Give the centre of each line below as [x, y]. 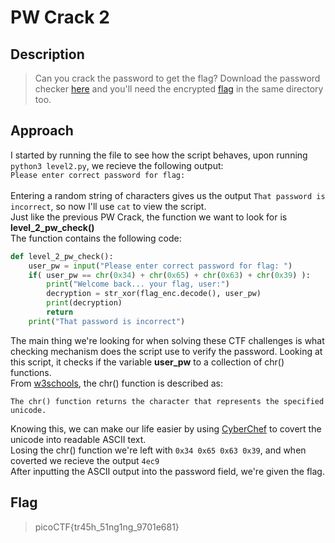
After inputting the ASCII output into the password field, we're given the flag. [167, 471]
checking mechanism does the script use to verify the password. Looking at [166, 351]
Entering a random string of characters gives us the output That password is [168, 195]
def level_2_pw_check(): [62, 256]
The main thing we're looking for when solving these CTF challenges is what [167, 340]
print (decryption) [84, 303]
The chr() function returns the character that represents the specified [167, 401]
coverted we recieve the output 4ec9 [85, 460]
